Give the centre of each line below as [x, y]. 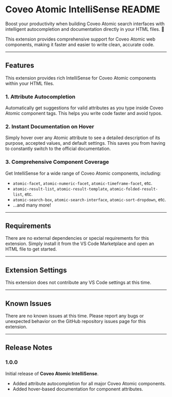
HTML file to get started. [31, 249]
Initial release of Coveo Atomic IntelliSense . [52, 373]
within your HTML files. [30, 83]
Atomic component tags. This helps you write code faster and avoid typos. [84, 114]
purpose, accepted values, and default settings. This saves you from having [85, 143]
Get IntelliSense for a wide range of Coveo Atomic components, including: [83, 173]
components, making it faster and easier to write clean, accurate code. [80, 44]
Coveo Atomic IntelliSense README [83, 10]
